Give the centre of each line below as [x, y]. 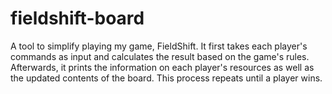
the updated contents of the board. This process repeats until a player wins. [166, 78]
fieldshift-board [77, 18]
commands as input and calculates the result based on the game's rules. [160, 56]
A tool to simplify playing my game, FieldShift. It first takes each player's [159, 46]
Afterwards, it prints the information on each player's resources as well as [162, 67]
